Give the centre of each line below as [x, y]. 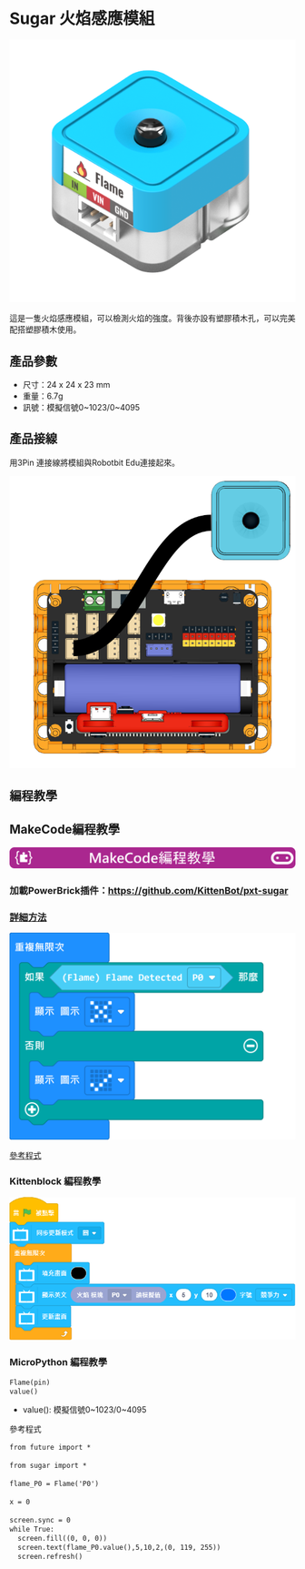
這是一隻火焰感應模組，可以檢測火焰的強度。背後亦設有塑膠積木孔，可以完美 [152, 319]
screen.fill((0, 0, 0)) [62, 1539]
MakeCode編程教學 [65, 830]
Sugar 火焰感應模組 [82, 19]
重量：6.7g [43, 396]
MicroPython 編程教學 [59, 1362]
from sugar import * [49, 1466]
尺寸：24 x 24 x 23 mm [66, 385]
